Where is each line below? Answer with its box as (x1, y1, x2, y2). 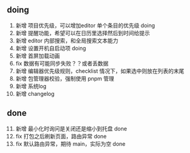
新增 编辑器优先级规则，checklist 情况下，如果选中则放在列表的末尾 (15, 67, 185, 75)
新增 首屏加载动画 (15, 52, 60, 59)
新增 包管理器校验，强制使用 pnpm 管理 (15, 75, 114, 82)
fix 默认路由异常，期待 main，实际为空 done (15, 140, 126, 148)
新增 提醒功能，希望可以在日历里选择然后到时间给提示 (15, 29, 150, 36)
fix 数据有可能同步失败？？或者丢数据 (15, 59, 108, 67)
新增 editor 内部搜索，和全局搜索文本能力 (15, 36, 119, 44)
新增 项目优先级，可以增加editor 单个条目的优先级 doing (15, 21, 156, 29)
